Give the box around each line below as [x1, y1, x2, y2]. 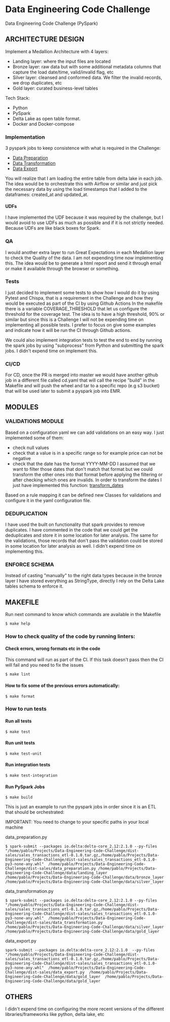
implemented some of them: [5, 434, 64, 441]
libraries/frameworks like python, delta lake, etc [5, 1011, 105, 1017]
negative [12, 455, 31, 461]
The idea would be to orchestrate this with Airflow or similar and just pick [5, 181, 158, 187]
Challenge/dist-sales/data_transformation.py [5, 920, 103, 925]
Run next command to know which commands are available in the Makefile [5, 611, 161, 618]
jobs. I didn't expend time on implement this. [5, 348, 98, 354]
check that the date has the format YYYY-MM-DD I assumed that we [12, 461, 156, 467]
